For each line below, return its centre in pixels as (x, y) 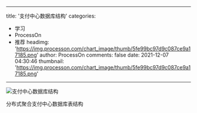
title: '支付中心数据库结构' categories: (51, 16)
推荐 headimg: (32, 42)
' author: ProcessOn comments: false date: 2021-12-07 (103, 55)
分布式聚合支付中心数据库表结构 (45, 104)
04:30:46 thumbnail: (39, 61)
